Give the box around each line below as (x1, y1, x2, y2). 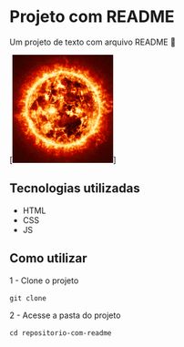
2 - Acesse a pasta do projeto (9, 310, 121, 321)
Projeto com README (9, 6, 175, 27)
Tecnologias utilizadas (9, 180, 140, 197)
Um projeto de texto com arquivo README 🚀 (9, 36, 176, 47)
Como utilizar (9, 250, 88, 266)
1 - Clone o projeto (9, 275, 79, 286)
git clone (9, 293, 47, 302)
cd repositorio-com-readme (9, 328, 112, 338)
